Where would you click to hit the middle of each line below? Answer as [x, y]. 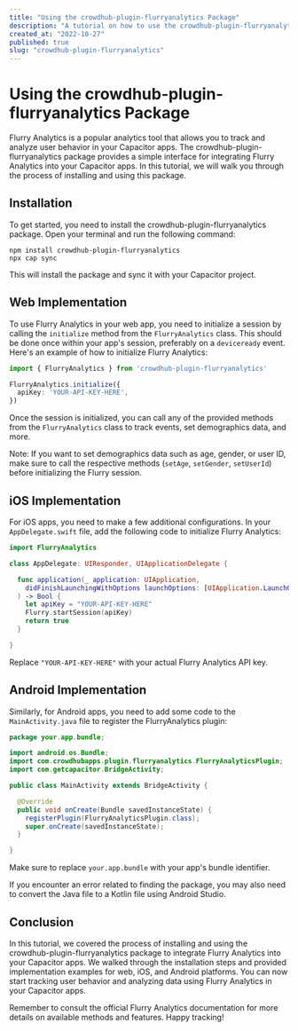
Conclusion [42, 922]
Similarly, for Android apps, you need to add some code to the [123, 712]
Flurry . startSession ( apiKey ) [79, 613]
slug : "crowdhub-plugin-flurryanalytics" [87, 51]
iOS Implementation [65, 501]
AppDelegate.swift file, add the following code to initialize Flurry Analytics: [145, 531]
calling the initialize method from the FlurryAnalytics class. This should [145, 333]
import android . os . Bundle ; [59, 753]
